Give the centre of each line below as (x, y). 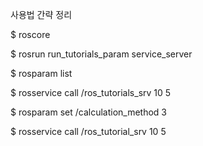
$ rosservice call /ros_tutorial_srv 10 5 (88, 131)
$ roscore (30, 34)
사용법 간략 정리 (41, 14)
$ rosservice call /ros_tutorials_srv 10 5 (91, 92)
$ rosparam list (41, 73)
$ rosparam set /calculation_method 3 (89, 112)
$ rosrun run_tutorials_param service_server (101, 54)
